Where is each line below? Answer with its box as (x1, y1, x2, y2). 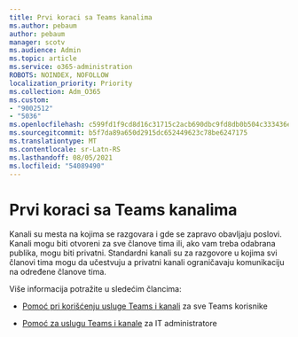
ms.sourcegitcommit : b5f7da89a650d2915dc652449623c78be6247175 (9, 129, 248, 137)
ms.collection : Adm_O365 (9, 87, 101, 96)
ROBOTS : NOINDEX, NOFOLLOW (9, 71, 109, 80)
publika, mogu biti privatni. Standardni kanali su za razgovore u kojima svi (9, 247, 278, 258)
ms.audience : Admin (9, 46, 82, 55)
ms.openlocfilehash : (9, 121, 86, 129)
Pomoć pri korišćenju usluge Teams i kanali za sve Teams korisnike (21, 301, 268, 311)
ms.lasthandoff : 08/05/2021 (9, 153, 114, 162)
